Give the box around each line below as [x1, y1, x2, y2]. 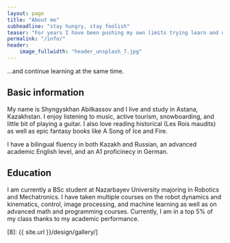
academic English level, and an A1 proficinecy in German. [7, 147, 168, 155]
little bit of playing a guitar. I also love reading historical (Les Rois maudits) [7, 119, 216, 127]
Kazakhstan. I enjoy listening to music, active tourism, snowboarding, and [7, 112, 214, 120]
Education [7, 167, 52, 179]
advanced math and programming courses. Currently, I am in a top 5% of [7, 207, 214, 216]
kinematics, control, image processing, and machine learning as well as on [7, 200, 217, 208]
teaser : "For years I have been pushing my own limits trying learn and [7, 29, 219, 36]
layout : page [7, 10, 44, 17]
